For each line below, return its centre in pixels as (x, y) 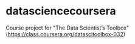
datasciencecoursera (61, 11)
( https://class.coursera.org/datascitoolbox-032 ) (66, 34)
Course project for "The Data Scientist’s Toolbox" (67, 28)
